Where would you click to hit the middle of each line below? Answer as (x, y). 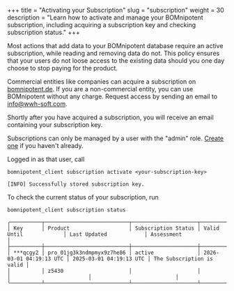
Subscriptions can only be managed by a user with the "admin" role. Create (116, 138)
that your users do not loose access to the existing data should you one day (116, 61)
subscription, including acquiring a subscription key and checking (102, 25)
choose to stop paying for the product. (63, 68)
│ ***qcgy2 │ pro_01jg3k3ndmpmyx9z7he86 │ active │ (104, 253)
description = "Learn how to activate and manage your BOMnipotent (105, 17)
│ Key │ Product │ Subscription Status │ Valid (113, 228)
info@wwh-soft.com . (37, 104)
